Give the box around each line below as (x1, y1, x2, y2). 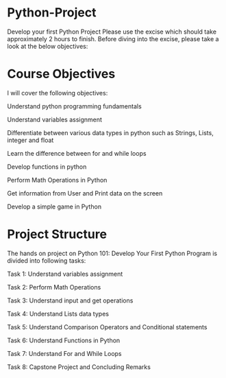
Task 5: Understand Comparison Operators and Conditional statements (7, 322, 208, 331)
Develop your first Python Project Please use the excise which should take (7, 27, 217, 36)
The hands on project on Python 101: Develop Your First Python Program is (7, 249, 218, 257)
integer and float (7, 136, 54, 144)
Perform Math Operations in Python (7, 176, 108, 184)
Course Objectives (7, 67, 116, 82)
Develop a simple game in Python (7, 202, 101, 211)
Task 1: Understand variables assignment (7, 270, 123, 278)
